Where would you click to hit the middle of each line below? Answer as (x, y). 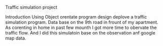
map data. (16, 38)
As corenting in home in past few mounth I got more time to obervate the (81, 27)
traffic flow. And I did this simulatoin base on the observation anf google (80, 33)
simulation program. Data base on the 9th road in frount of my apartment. (82, 22)
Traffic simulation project (31, 7)
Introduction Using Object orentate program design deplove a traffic (76, 17)
